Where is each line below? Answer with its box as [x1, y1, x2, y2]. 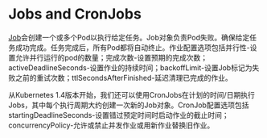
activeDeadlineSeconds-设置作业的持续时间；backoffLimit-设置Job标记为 [8, 62, 253, 73]
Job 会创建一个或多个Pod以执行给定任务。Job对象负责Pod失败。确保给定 [8, 32, 250, 42]
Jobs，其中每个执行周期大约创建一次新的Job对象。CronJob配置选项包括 [8, 100, 249, 110]
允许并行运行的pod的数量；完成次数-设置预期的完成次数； [14, 52, 207, 62]
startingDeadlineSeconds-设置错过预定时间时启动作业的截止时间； [8, 110, 229, 119]
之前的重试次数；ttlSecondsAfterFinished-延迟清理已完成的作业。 [14, 73, 232, 82]
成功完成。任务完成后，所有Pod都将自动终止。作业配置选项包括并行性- [14, 42, 251, 52]
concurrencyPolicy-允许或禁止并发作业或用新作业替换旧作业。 [8, 120, 215, 130]
